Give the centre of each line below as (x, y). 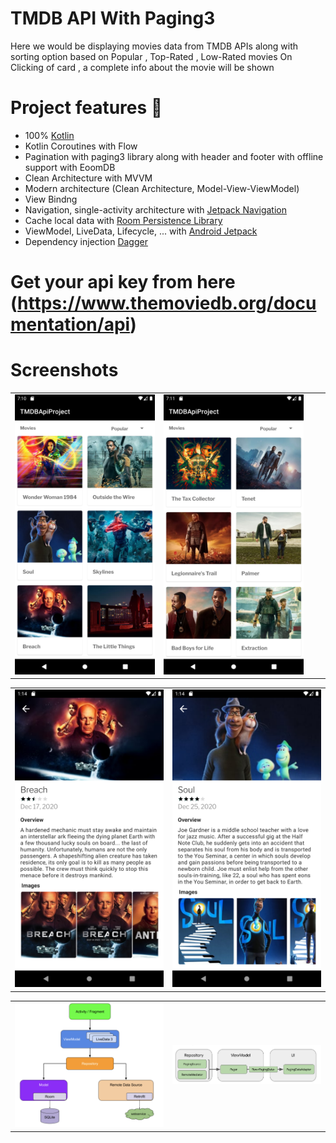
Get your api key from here (123, 282)
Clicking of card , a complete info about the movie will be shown (142, 67)
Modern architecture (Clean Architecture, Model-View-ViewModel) (162, 188)
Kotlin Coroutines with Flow (81, 146)
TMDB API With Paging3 (113, 18)
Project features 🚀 (86, 108)
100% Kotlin (49, 135)
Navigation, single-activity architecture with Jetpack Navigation (155, 209)
